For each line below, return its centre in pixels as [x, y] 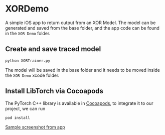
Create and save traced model [53, 49]
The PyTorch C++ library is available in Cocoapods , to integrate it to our [79, 103]
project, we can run [25, 108]
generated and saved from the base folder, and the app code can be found [82, 28]
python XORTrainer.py [28, 61]
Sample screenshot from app [35, 127]
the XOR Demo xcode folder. [32, 75]
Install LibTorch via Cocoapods [54, 91]
